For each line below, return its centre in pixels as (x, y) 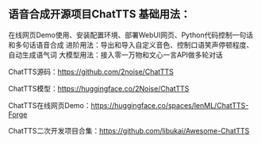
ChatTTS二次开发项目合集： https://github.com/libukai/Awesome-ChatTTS (129, 130)
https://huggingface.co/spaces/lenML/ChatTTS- (170, 105)
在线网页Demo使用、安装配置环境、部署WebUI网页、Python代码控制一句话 (131, 35)
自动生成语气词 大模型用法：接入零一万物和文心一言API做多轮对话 (116, 55)
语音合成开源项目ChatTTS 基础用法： (100, 14)
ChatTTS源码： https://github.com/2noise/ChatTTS (91, 71)
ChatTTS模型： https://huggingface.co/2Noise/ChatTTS (99, 88)
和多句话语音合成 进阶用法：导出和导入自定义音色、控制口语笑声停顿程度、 (131, 44)
